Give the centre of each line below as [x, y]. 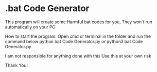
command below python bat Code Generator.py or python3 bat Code [74, 41]
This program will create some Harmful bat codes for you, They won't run [78, 22]
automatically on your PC [30, 27]
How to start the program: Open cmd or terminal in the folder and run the [78, 36]
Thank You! [17, 65]
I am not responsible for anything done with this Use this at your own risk [78, 56]
